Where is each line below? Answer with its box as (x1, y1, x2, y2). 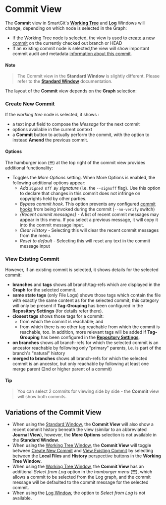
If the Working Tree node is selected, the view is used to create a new (12, 35, 155, 41)
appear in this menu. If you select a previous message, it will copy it (19, 216, 159, 222)
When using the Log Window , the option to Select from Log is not (12, 490, 146, 496)
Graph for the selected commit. (12, 287, 77, 292)
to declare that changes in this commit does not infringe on (19, 190, 141, 196)
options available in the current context (12, 127, 93, 133)
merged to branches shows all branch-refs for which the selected (12, 355, 148, 361)
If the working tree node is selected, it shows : (5, 112, 100, 118)
